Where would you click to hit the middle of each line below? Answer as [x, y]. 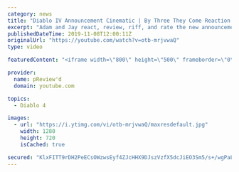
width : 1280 [38, 131]
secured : [20, 157]
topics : [19, 99]
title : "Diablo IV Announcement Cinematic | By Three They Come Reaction [119, 21]
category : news [30, 14]
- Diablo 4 [30, 105]
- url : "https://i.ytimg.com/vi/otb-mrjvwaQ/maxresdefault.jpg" [111, 125]
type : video [25, 47]
